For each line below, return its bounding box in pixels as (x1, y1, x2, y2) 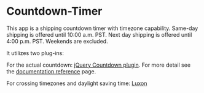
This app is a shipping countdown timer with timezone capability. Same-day (6, 24, 198, 32)
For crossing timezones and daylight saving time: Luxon (6, 80, 147, 87)
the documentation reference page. (6, 67, 96, 75)
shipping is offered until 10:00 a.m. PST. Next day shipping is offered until (6, 31, 192, 38)
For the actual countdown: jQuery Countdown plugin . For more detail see (6, 61, 191, 69)
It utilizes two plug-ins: (6, 49, 65, 56)
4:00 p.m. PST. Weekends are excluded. (6, 37, 109, 45)
